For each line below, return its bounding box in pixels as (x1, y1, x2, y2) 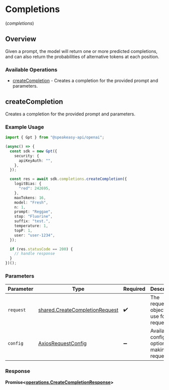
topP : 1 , (14, 228, 33, 233)
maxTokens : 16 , (14, 195, 46, 200)
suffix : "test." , (14, 219, 51, 224)
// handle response (14, 251, 55, 256)
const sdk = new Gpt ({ (10, 149, 57, 154)
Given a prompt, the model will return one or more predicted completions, (5, 48, 157, 54)
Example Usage (5, 123, 44, 131)
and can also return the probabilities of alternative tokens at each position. (5, 53, 159, 59)
